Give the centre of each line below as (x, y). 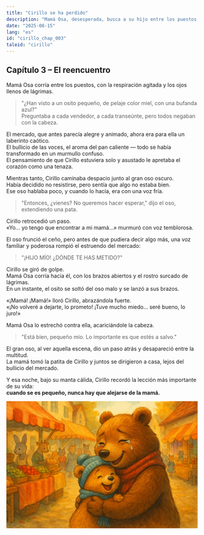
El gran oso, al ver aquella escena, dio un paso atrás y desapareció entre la (100, 349)
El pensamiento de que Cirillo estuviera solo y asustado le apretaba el (93, 160)
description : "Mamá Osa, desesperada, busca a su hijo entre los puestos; (103, 19)
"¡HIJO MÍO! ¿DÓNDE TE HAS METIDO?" (72, 257)
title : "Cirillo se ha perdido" (47, 13)
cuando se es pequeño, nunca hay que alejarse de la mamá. (83, 392)
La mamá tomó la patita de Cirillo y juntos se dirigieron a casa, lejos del (95, 361)
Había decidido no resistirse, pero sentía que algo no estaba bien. (89, 185)
